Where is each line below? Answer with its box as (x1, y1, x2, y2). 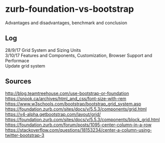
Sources (5, 77, 32, 86)
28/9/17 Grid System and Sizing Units (5, 47, 82, 53)
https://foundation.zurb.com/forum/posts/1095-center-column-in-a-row (5, 122, 152, 128)
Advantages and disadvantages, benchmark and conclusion (5, 20, 127, 26)
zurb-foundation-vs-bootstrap (5, 3, 134, 15)
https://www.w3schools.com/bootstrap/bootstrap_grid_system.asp (5, 101, 142, 107)
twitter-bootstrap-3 (5, 132, 44, 138)
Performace (5, 58, 30, 64)
